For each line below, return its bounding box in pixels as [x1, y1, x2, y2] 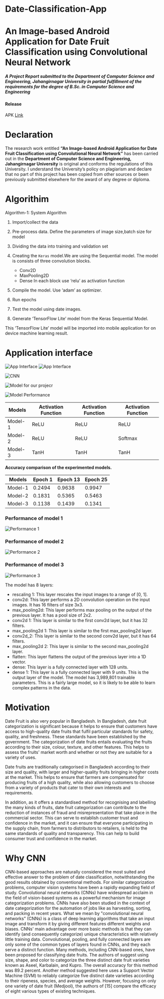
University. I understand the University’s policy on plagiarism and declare [5, 166, 152, 172]
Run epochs [12, 296, 37, 302]
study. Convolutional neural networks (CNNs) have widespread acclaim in [5, 890, 153, 895]
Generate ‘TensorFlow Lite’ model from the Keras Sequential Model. [12, 315, 148, 321]
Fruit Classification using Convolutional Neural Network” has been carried [5, 150, 159, 156]
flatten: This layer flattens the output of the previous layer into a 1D [12, 653, 146, 660]
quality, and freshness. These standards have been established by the [5, 733, 146, 739]
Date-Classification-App [5, 3, 107, 15]
